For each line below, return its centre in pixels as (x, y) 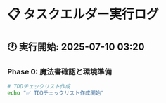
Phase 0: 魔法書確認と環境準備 (60, 71)
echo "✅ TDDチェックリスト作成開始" (56, 93)
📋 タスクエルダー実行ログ (83, 14)
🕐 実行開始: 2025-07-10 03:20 (76, 47)
